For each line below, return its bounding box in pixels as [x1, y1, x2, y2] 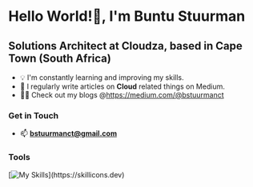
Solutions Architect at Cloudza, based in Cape [8, 39, 243, 53]
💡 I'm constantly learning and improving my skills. [19, 73, 184, 82]
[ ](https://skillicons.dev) [8, 169, 125, 179]
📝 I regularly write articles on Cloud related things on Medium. [19, 82, 226, 91]
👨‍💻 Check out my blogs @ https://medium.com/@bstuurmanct [19, 90, 224, 99]
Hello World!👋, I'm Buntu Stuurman [8, 7, 246, 26]
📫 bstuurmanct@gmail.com [19, 129, 118, 138]
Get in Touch [8, 109, 59, 121]
